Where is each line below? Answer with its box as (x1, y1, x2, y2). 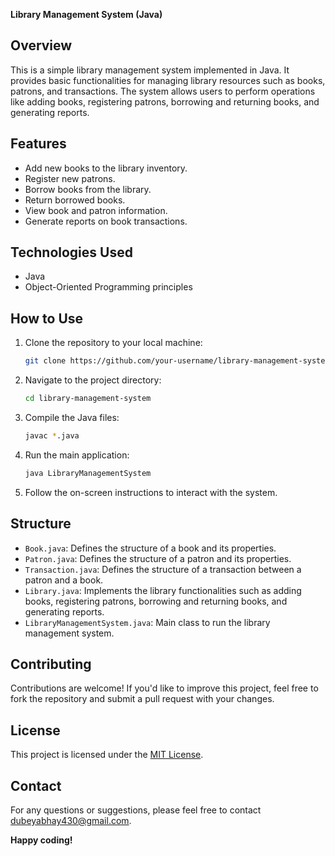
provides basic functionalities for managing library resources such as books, (10, 74, 326, 86)
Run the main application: (24, 449, 130, 461)
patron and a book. (24, 574, 104, 586)
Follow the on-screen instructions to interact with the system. (24, 486, 278, 498)
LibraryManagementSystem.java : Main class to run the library (24, 616, 271, 628)
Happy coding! (10, 834, 73, 846)
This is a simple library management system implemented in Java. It (10, 64, 290, 76)
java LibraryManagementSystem (24, 468, 152, 478)
